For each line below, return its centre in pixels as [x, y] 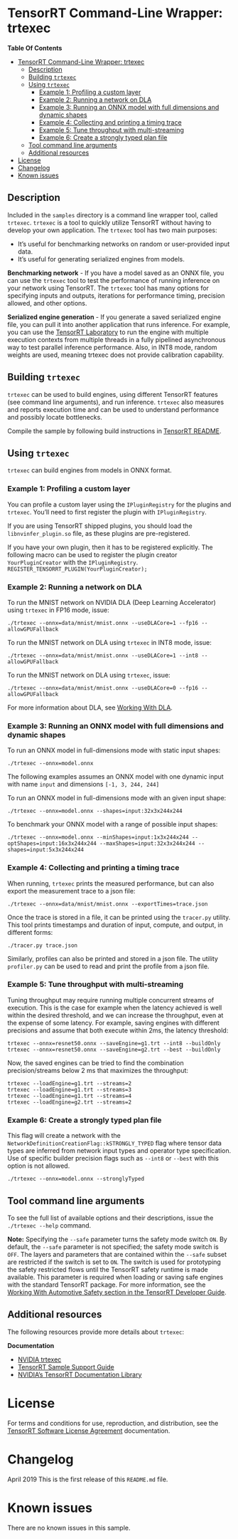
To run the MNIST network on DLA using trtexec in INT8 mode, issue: [109, 642]
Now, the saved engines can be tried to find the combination [96, 1062]
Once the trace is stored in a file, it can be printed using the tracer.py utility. [119, 917]
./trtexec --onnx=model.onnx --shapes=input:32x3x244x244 [95, 811]
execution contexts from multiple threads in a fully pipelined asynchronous [117, 339]
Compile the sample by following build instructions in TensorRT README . [114, 431]
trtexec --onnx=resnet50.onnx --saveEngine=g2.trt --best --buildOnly [114, 1050]
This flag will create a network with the [64, 1136]
